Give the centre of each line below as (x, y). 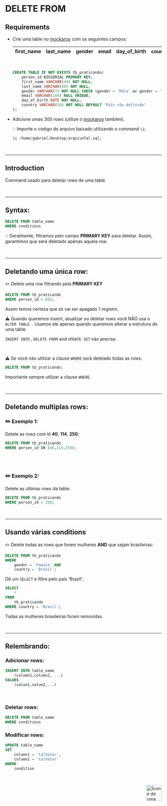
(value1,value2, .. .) (35, 685)
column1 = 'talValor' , (38, 755)
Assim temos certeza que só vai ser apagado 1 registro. (62, 309)
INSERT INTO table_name (30, 671)
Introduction (25, 168)
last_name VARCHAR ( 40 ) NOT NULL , (56, 86)
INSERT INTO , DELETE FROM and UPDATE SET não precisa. (61, 339)
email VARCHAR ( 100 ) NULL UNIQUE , (56, 96)
